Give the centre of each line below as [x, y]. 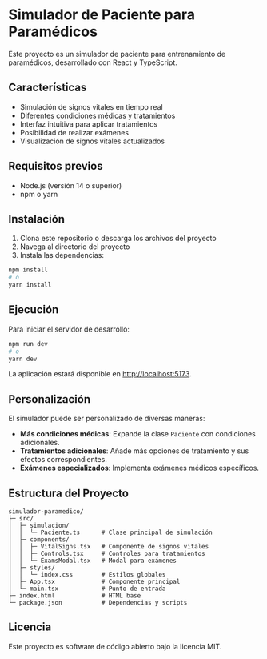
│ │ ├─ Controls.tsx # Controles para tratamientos [107, 554]
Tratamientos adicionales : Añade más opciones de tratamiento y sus [134, 451]
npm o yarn [39, 194]
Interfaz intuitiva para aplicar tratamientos [89, 124]
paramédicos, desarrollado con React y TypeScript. [93, 62]
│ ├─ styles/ [32, 568]
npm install [28, 270]
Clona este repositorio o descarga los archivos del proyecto [118, 239]
